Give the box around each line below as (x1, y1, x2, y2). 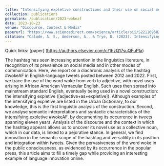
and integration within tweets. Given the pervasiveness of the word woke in (5, 140, 157, 146)
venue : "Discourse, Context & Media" (5, 25, 82, 30)
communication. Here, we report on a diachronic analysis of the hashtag (5, 67, 150, 73)
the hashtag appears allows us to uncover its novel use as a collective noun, (5, 124, 158, 130)
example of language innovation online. (5, 155, 84, 161)
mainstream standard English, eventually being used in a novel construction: (5, 88, 159, 94)
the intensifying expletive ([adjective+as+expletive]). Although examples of (5, 93, 156, 99)
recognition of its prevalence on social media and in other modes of (5, 62, 141, 68)
